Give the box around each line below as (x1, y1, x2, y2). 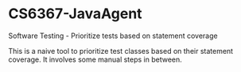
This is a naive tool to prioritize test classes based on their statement (8, 46, 233, 55)
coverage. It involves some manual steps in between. (8, 55, 183, 64)
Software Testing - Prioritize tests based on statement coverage (8, 31, 218, 40)
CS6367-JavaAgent (8, 5, 142, 23)
